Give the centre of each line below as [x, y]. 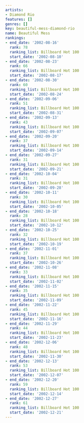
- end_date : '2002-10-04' [32, 174]
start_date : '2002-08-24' [37, 94]
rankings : [15, 38]
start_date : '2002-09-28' [37, 188]
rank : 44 [19, 328]
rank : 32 [19, 235]
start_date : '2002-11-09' [37, 300]
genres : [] [16, 24]
